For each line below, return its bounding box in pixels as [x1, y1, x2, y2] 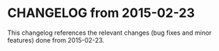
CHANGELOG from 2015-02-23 [7, 5, 196, 21]
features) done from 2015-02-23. [7, 35, 105, 44]
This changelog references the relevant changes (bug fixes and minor [7, 28, 212, 37]
